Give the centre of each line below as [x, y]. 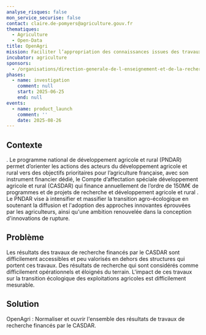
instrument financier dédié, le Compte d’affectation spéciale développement [102, 179]
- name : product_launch [42, 109]
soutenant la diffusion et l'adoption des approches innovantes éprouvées [99, 205]
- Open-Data [27, 40]
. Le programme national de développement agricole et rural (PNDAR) [94, 160]
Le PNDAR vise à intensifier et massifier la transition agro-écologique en [97, 199]
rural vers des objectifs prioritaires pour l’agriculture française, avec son [97, 173]
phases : [16, 75]
